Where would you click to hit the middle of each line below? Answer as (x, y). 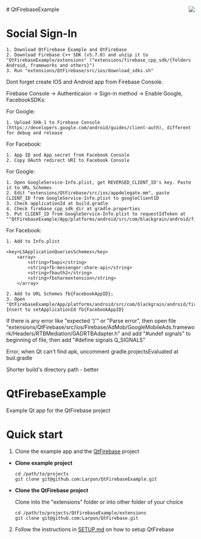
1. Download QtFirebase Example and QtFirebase (67, 50)
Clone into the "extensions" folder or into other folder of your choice (99, 502)
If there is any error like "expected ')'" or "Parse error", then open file (91, 321)
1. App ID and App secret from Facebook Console (68, 155)
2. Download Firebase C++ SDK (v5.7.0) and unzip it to (77, 55)
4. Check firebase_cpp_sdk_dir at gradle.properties (73, 209)
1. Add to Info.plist (33, 241)
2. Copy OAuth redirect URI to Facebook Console (68, 160)
